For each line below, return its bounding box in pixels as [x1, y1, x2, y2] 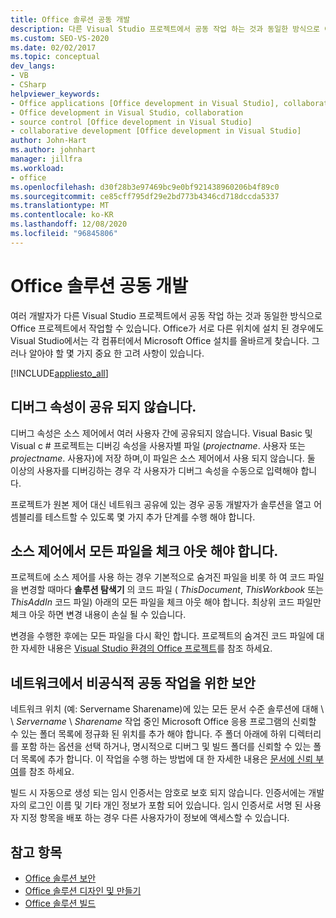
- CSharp [10, 80, 47, 90]
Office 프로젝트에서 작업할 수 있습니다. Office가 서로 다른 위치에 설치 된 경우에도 [10, 322, 325, 334]
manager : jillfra [10, 154, 83, 164]
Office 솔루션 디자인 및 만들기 [24, 884, 142, 896]
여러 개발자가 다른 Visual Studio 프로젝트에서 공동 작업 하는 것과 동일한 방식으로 [10, 309, 323, 321]
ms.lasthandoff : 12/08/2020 [10, 219, 128, 230]
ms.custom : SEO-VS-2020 [10, 33, 110, 43]
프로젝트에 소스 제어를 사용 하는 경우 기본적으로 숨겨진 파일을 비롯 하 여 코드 [10, 571, 307, 583]
